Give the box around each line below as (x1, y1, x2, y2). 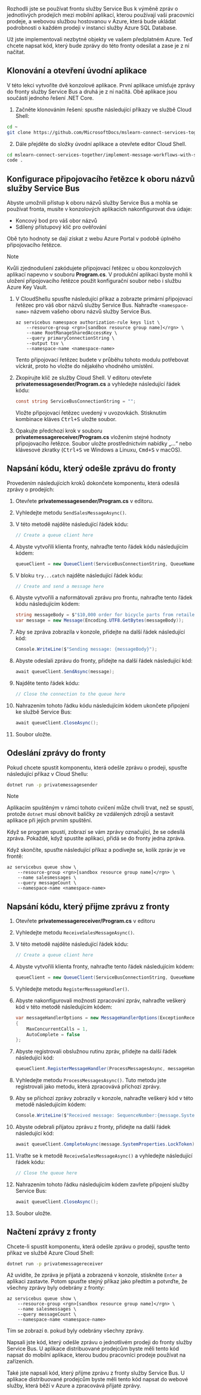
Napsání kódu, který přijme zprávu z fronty (7, 901, 170, 912)
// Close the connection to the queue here (15, 691, 126, 697)
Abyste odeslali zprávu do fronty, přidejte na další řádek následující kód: (15, 657, 193, 665)
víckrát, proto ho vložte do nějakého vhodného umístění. (15, 363, 154, 370)
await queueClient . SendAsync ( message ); (15, 669, 115, 675)
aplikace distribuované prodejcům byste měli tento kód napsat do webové (7, 1376, 188, 1383)
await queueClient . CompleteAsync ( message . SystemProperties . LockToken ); (15, 1141, 197, 1147)
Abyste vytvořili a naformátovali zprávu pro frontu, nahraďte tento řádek (15, 594, 193, 601)
